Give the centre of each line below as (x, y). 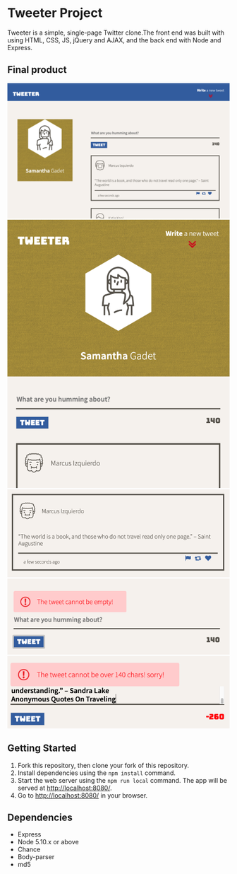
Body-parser (36, 857)
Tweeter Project (55, 13)
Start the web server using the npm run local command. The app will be (122, 780)
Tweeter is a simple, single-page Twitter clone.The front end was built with (116, 33)
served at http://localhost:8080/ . (65, 788)
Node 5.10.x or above (48, 842)
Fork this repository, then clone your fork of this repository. (103, 765)
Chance (29, 849)
